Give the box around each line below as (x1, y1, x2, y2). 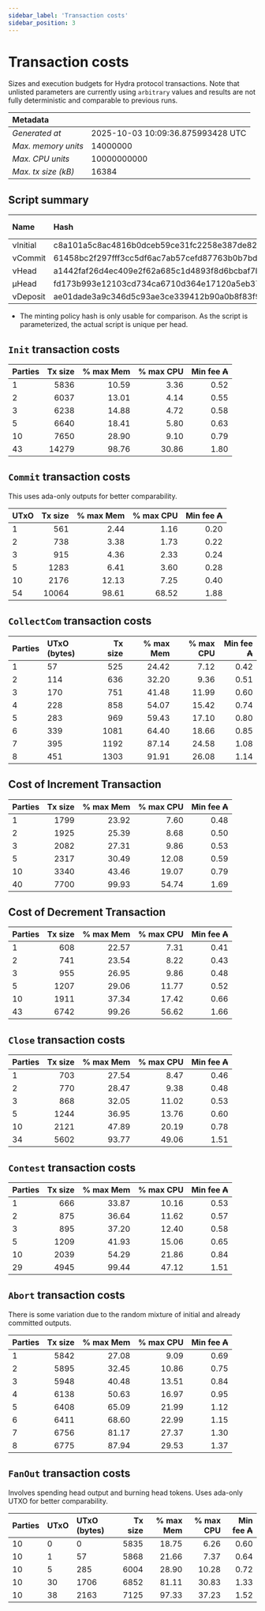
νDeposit (12, 291, 46, 302)
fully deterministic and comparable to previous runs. (8, 96, 178, 105)
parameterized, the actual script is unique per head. (19, 320, 188, 329)
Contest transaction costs (8, 1161, 136, 1174)
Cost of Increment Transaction (8, 778, 162, 791)
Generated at (12, 128, 62, 139)
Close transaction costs (8, 1033, 125, 1046)
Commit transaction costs (8, 471, 131, 484)
